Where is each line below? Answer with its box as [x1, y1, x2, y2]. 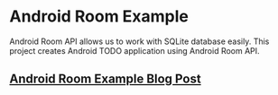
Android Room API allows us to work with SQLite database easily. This [9, 36, 270, 47]
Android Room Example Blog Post [9, 72, 201, 87]
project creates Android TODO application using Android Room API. [9, 45, 260, 56]
